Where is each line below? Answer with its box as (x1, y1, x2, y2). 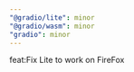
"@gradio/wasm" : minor (9, 22, 95, 31)
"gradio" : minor (9, 30, 71, 39)
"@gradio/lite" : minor (9, 13, 95, 22)
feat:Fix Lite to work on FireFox (9, 55, 125, 66)
